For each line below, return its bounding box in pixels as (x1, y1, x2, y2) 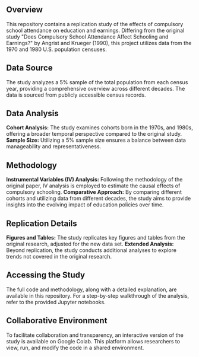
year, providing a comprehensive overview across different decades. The (6, 85, 185, 92)
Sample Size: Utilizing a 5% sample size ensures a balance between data (6, 136, 186, 144)
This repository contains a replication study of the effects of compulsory (6, 20, 184, 27)
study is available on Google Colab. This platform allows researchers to (6, 337, 180, 345)
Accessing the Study (6, 270, 85, 280)
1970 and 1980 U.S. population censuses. (6, 46, 107, 53)
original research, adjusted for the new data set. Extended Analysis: (6, 240, 174, 248)
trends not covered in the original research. (6, 253, 112, 260)
